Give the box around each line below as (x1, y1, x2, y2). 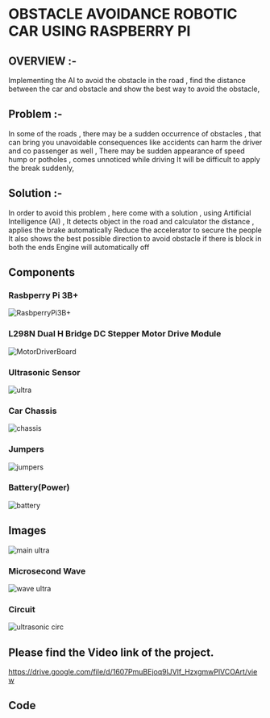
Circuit (8, 603, 36, 615)
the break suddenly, (8, 163, 75, 173)
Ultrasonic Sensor (8, 366, 81, 378)
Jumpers (8, 444, 44, 455)
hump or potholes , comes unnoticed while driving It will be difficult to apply (8, 154, 260, 164)
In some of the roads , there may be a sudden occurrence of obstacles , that (8, 128, 262, 138)
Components (8, 265, 75, 279)
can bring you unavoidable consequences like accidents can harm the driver (8, 137, 263, 147)
